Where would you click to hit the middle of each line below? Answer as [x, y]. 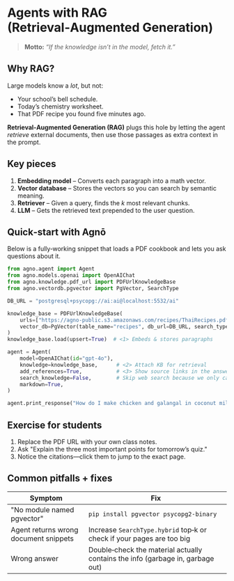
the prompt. [24, 142]
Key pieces [32, 164]
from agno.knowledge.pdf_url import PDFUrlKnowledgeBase [92, 282]
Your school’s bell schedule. [57, 99]
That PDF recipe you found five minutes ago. [81, 113]
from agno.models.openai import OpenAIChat [71, 276]
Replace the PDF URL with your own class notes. [87, 441]
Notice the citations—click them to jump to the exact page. [101, 456]
